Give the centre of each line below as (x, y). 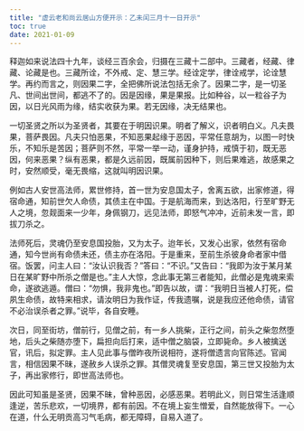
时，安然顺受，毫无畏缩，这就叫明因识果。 (89, 171)
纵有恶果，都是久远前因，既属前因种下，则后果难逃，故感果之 (180, 160)
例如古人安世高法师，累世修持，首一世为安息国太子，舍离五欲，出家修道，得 (152, 190)
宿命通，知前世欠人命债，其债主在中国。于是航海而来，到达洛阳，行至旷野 (148, 201)
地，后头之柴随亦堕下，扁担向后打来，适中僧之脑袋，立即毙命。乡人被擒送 (148, 342)
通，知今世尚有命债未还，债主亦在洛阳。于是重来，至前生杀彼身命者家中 (144, 255)
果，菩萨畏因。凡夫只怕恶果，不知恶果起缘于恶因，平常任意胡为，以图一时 (148, 137)
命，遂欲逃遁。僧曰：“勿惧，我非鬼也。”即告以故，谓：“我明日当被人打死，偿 (152, 288)
